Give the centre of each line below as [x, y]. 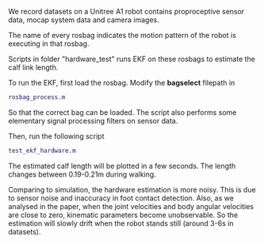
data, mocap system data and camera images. [84, 20]
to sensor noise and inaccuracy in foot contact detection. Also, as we [121, 198]
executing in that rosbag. [49, 44]
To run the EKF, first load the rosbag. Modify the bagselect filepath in [122, 83]
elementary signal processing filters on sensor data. [93, 120]
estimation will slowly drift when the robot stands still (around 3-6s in [121, 223]
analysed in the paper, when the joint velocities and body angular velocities [131, 206]
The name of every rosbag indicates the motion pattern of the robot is [122, 35]
